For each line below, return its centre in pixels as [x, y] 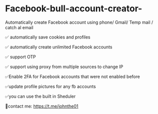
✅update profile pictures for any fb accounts [51, 86]
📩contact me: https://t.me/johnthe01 [42, 106]
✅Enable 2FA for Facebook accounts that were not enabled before [73, 76]
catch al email [19, 27]
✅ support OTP [20, 57]
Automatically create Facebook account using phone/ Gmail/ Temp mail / [79, 22]
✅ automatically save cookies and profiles [48, 37]
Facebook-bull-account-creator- [74, 9]
